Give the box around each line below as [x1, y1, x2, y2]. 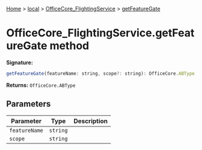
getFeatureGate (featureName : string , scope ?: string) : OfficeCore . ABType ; [6, 70, 198, 77]
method [49, 39, 90, 53]
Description [73, 117, 108, 125]
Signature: [6, 58, 33, 66]
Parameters [6, 99, 51, 109]
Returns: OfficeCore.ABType [6, 81, 76, 89]
